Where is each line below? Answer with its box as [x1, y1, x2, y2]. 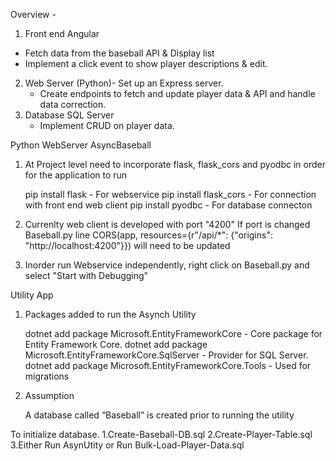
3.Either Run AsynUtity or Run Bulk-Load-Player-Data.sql [10, 439, 245, 451]
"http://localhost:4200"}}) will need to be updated [24, 240, 231, 251]
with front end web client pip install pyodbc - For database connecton [24, 199, 313, 211]
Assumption [24, 390, 75, 401]
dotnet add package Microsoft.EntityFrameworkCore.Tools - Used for [24, 360, 312, 371]
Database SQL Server [24, 109, 115, 121]
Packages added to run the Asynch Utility [24, 309, 197, 320]
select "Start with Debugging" [24, 270, 149, 281]
